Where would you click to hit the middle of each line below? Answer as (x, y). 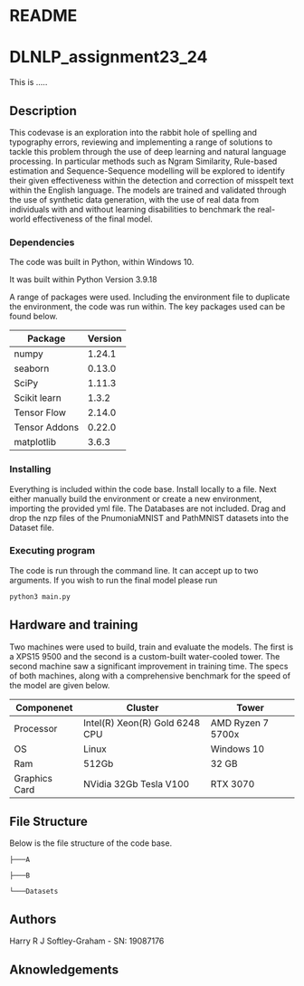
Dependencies (42, 242)
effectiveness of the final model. (92, 219)
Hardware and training (74, 625)
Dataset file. (32, 527)
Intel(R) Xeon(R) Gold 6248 (142, 723)
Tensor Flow (40, 412)
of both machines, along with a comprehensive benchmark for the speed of (150, 676)
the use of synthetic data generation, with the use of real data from (134, 199)
